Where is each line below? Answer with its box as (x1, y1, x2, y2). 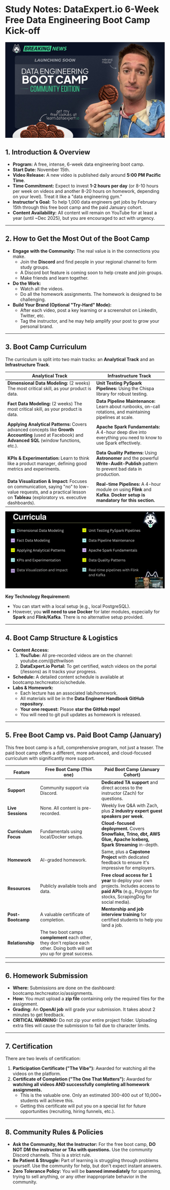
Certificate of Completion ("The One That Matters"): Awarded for (12, 1076, 152, 1082)
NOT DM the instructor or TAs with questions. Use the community (12, 1146, 153, 1153)
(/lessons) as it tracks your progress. (20, 669, 97, 675)
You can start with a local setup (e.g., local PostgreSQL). (12, 603, 131, 609)
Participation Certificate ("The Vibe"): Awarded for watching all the (12, 1065, 156, 1071)
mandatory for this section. (96, 497, 155, 503)
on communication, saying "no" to (7, 484, 78, 490)
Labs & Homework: (12, 685, 54, 691)
